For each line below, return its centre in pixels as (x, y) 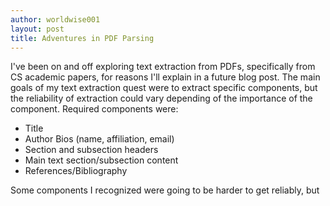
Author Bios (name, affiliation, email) (99, 139)
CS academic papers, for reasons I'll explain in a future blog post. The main (165, 77)
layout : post (37, 29)
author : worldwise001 (55, 19)
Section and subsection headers (91, 150)
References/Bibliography (76, 171)
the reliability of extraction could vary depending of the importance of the (161, 98)
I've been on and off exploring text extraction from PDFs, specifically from (163, 67)
